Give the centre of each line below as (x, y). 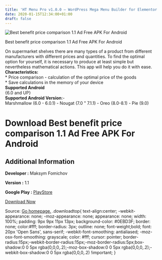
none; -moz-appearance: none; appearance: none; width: (89, 216)
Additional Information (40, 161)
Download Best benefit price (64, 123)
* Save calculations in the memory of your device (54, 82)
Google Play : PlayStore (29, 192)
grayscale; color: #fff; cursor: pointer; (85, 237)
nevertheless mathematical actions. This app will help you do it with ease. (79, 67)
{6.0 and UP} (18, 93)
